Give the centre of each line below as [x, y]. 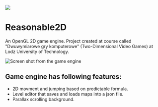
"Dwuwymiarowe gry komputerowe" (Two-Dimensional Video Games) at [79, 46]
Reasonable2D [36, 27]
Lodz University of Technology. [37, 52]
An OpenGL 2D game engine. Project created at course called [68, 41]
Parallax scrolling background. [43, 99]
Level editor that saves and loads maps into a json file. [68, 94]
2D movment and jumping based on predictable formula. [70, 89]
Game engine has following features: [63, 77]
